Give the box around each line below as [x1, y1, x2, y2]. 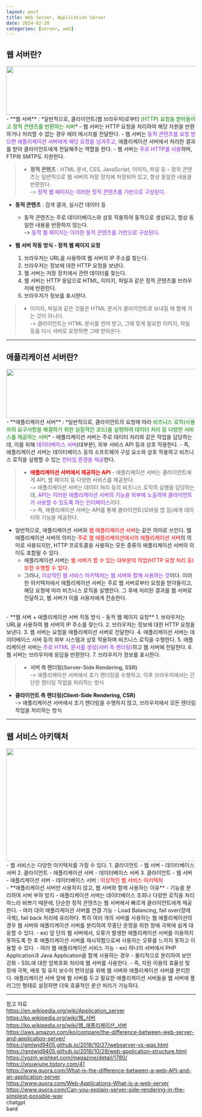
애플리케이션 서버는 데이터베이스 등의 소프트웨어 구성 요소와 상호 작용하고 [6, 448, 179, 455]
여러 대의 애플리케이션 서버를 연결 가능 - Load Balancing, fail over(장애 [23, 906, 191, 914]
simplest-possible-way [6, 1092, 63, 1100]
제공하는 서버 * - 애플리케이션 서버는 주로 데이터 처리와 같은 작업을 [17, 433, 172, 440]
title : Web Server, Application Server [6, 14, 106, 20]
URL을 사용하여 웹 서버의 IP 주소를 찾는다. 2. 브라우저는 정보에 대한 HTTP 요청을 [6, 621, 195, 628]
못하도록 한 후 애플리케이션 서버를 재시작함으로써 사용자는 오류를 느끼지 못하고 [6, 937, 189, 944]
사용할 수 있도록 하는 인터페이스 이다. [36, 499, 122, 506]
